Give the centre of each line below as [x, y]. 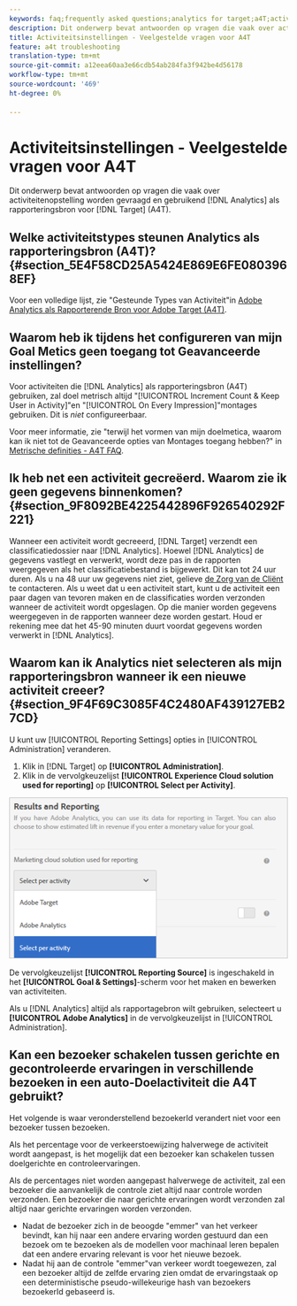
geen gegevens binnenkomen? [96, 492]
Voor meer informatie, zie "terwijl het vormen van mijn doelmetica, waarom [145, 432]
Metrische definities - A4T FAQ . [66, 450]
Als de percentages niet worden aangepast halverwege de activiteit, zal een [147, 1180]
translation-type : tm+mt [55, 56]
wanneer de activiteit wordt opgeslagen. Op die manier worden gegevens [143, 607]
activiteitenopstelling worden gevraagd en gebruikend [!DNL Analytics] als [145, 200]
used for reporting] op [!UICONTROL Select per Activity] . [129, 785]
